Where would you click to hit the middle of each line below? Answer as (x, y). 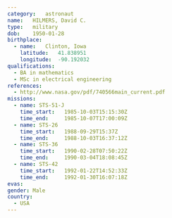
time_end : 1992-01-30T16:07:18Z (74, 177)
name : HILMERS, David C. (47, 20)
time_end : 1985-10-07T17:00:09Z (74, 118)
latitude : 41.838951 (53, 53)
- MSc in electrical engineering (63, 79)
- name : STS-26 (36, 125)
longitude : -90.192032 (55, 60)
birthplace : (25, 40)
